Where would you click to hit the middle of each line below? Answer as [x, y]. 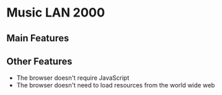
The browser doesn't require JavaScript [73, 78]
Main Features [38, 38]
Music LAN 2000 [56, 13]
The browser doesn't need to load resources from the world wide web [115, 85]
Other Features [40, 61]
